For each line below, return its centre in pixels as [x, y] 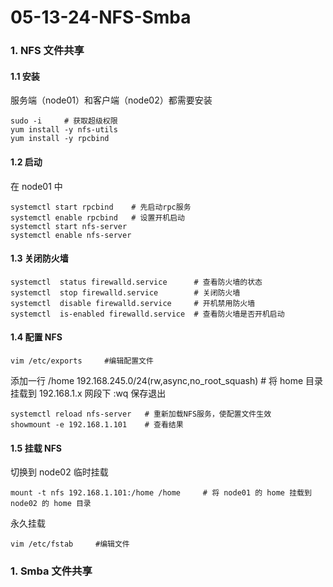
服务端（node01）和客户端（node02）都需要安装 [111, 100]
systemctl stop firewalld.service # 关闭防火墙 [125, 292]
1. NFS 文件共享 [47, 51]
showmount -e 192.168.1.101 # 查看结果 [97, 424]
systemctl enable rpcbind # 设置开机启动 [97, 217]
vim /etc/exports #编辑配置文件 [82, 361]
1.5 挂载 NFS [36, 448]
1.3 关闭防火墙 [39, 258]
